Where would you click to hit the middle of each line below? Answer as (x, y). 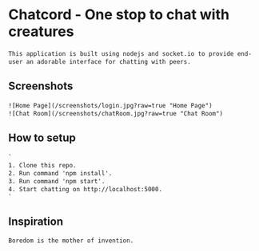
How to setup (42, 138)
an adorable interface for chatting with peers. (109, 61)
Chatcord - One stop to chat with (119, 15)
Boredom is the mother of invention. (71, 241)
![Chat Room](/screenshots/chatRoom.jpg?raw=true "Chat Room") (116, 113)
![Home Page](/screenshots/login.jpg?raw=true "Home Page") (111, 105)
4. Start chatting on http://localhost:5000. (85, 189)
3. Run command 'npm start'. (57, 181)
